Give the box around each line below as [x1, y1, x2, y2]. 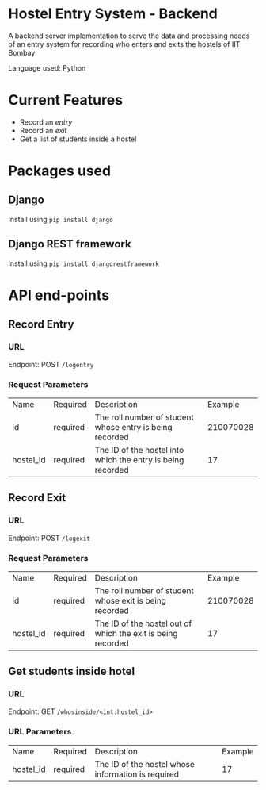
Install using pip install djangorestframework [8, 259, 160, 268]
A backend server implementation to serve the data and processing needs [8, 31, 250, 40]
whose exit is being [94, 595, 166, 606]
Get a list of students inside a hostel [19, 134, 137, 144]
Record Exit [8, 491, 66, 504]
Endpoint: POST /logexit [8, 533, 91, 543]
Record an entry [19, 117, 73, 127]
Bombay [8, 48, 36, 57]
